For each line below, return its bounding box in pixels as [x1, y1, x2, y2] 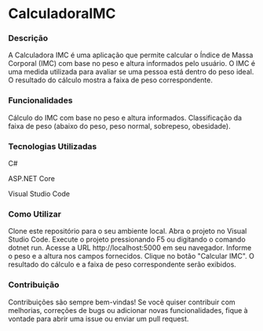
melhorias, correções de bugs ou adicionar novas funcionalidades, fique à [8, 305, 249, 315]
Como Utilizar [8, 209, 61, 220]
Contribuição [8, 279, 60, 290]
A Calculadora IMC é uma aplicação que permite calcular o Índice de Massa [8, 50, 254, 60]
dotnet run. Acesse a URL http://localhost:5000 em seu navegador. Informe [8, 243, 252, 253]
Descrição [8, 33, 49, 44]
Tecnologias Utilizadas [8, 140, 97, 151]
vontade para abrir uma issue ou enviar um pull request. [8, 314, 189, 323]
